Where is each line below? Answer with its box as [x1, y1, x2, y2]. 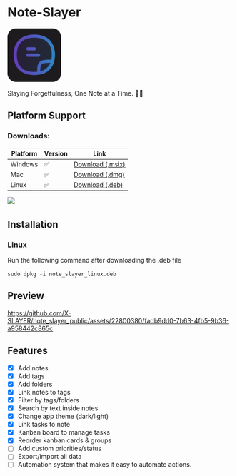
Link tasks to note [17, 420, 70, 429]
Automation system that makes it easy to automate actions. [17, 460, 192, 469]
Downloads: [7, 131, 50, 141]
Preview [7, 290, 45, 302]
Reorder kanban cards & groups [17, 436, 112, 445]
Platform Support [7, 110, 86, 122]
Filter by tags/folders [17, 395, 80, 404]
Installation [7, 218, 59, 231]
